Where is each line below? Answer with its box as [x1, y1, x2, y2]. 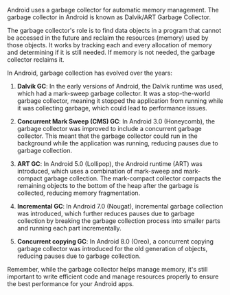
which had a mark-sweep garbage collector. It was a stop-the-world [16, 89, 211, 97]
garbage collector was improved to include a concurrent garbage [16, 125, 202, 132]
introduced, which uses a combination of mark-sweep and [16, 167, 183, 175]
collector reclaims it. [7, 56, 65, 64]
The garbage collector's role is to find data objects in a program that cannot [7, 27, 222, 34]
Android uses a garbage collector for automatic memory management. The [7, 6, 219, 14]
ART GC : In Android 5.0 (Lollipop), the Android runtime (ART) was [16, 160, 203, 167]
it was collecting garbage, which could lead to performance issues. [16, 104, 207, 112]
